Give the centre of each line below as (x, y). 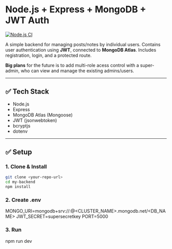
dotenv (20, 131)
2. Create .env (23, 200)
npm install (18, 187)
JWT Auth (27, 20)
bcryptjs (21, 126)
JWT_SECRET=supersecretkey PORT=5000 (62, 217)
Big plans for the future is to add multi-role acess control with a (72, 65)
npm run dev (19, 241)
